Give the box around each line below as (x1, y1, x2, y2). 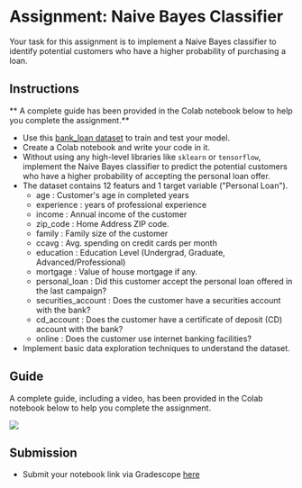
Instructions (9, 81, 79, 96)
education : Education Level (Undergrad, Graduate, (35, 247, 225, 258)
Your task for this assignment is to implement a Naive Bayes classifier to (9, 36, 277, 47)
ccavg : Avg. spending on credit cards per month (35, 237, 218, 249)
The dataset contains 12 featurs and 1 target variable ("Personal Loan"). (22, 180, 288, 191)
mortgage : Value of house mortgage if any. (35, 266, 198, 276)
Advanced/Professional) (35, 257, 126, 267)
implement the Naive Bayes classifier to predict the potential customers (22, 160, 288, 172)
